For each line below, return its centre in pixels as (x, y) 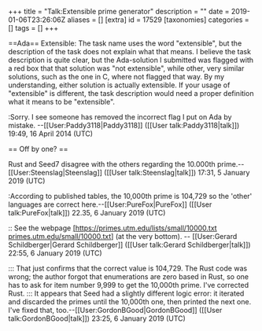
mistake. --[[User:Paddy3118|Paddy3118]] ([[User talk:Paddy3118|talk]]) (124, 125)
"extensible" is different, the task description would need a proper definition (131, 93)
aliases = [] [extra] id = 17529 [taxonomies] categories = (158, 20)
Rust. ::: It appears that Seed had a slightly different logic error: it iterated (126, 293)
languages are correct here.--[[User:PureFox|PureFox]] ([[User (110, 204)
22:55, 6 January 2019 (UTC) (55, 253)
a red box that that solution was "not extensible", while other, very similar (126, 68)
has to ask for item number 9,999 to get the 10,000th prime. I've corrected (129, 285)
